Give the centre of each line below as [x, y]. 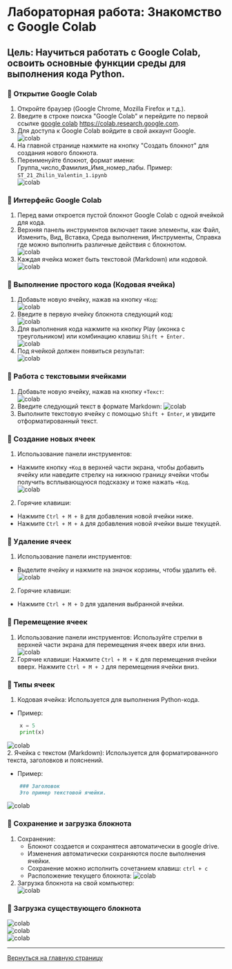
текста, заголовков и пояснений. [55, 760]
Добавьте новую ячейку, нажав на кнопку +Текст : [90, 391]
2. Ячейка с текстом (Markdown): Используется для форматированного [113, 752]
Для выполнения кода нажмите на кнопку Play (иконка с [101, 329]
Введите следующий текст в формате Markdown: [89, 406]
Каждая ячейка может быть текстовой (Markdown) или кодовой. [113, 260]
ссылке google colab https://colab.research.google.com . [98, 123]
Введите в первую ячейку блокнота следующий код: [95, 314]
